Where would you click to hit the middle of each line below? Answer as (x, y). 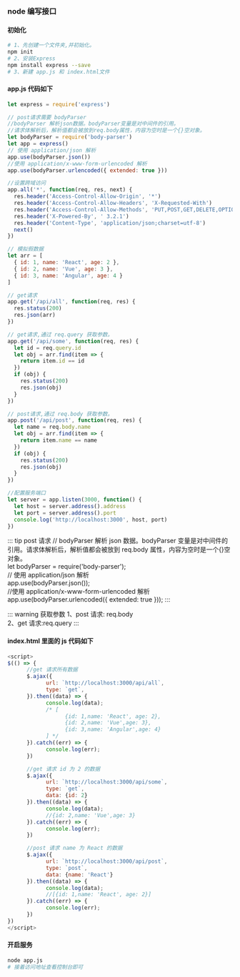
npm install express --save (49, 65)
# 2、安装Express (31, 59)
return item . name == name (59, 440)
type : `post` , (66, 868)
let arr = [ (25, 256)
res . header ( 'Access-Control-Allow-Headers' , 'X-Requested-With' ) (113, 203)
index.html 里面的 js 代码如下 (51, 641)
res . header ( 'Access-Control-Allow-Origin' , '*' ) (87, 197)
